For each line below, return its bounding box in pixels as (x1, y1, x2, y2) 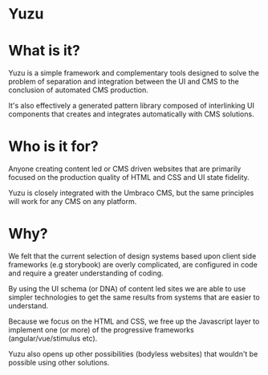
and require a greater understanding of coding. (8, 268, 164, 278)
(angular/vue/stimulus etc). (8, 334, 98, 343)
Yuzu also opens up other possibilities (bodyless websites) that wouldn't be (8, 349, 258, 358)
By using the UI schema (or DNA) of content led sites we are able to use (8, 284, 246, 293)
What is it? (8, 42, 81, 60)
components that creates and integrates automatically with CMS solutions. (8, 109, 254, 119)
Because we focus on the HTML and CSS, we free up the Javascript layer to (8, 316, 260, 326)
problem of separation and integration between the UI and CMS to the (8, 77, 239, 87)
